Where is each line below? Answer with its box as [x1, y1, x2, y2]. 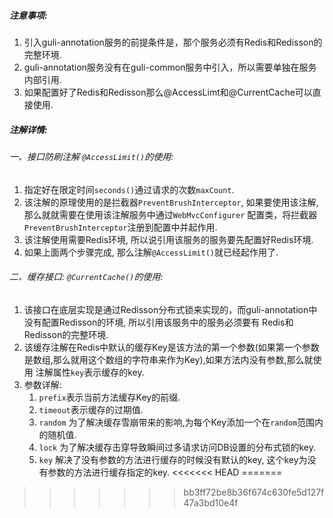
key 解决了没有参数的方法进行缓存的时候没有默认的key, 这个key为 [38, 453, 308, 465]
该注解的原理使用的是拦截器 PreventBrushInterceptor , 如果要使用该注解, [23, 196, 319, 208]
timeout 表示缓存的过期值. [38, 403, 144, 415]
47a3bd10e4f [183, 496, 239, 509]
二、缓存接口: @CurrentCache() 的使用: [9, 271, 164, 283]
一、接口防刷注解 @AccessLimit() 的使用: [9, 150, 174, 162]
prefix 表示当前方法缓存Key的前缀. [38, 391, 181, 403]
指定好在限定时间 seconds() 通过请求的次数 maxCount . [23, 183, 235, 195]
